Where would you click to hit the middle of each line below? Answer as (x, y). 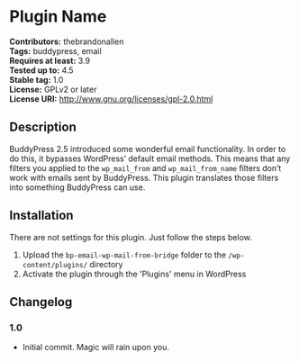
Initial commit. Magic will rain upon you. (95, 347)
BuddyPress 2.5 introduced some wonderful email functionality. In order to (148, 149)
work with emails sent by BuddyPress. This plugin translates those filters (144, 177)
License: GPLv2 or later (53, 89)
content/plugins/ (55, 265)
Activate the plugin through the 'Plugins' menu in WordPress (134, 274)
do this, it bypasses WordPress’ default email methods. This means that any (150, 158)
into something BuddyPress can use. (77, 187)
